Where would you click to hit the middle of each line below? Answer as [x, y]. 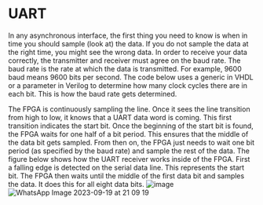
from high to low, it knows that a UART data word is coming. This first [120, 117]
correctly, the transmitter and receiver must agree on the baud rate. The [124, 60]
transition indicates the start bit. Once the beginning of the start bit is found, [131, 126]
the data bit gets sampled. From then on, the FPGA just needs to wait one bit [131, 142]
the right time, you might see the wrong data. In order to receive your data [128, 52]
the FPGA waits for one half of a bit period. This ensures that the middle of [128, 134]
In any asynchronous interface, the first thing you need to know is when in [128, 35]
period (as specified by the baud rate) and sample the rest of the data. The [129, 151]
